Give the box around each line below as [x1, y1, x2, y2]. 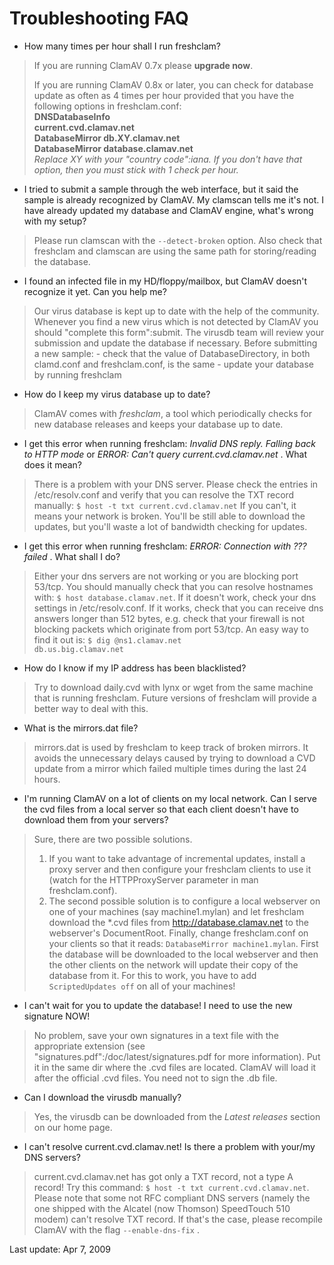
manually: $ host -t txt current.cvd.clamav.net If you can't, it [33, 499, 297, 511]
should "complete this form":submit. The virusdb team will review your [33, 326, 325, 338]
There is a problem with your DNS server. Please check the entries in [33, 478, 319, 490]
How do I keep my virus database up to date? [23, 388, 211, 400]
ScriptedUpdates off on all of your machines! [48, 980, 236, 992]
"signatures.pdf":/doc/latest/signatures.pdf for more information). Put [33, 1050, 321, 1062]
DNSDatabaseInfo [33, 110, 111, 122]
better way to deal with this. [33, 702, 149, 714]
